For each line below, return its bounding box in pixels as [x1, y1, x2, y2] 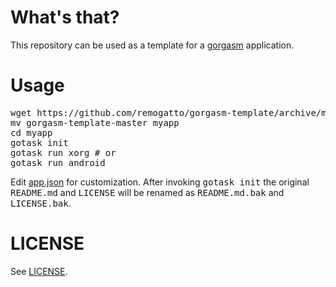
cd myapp [10, 127, 53, 138]
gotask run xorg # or [10, 147, 117, 158]
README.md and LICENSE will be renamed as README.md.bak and [10, 186, 285, 198]
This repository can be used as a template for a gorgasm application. [10, 39, 295, 51]
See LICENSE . [10, 265, 68, 277]
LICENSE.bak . [10, 197, 72, 209]
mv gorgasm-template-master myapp [10, 117, 180, 128]
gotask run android [10, 157, 106, 168]
